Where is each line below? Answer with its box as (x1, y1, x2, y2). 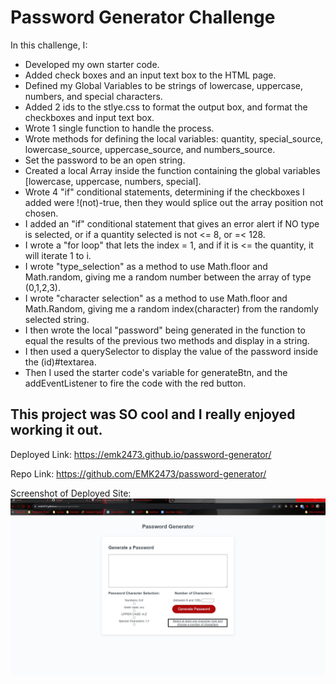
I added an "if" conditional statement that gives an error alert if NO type (24, 217, 320, 230)
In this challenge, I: (10, 39, 88, 51)
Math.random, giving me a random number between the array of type (24, 271, 312, 283)
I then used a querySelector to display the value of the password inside (24, 345, 319, 357)
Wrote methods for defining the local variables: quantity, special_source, (24, 132, 324, 145)
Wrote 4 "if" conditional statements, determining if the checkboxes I (24, 186, 305, 198)
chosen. (24, 207, 59, 219)
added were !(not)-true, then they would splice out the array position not (24, 196, 324, 208)
